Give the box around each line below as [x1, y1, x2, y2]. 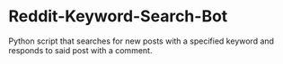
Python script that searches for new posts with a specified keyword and [8, 36, 275, 46]
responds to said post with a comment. [8, 44, 153, 55]
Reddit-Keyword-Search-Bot [8, 6, 228, 27]
